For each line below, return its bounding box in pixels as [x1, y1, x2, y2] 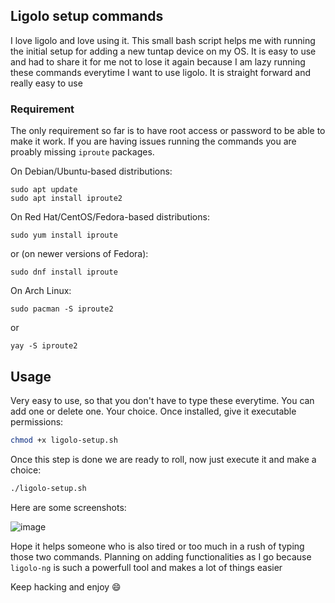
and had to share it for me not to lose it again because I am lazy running [10, 55, 306, 68]
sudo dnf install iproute [10, 267, 118, 278]
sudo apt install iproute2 [10, 194, 123, 204]
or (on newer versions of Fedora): [10, 248, 149, 260]
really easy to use [10, 77, 83, 89]
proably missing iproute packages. [10, 146, 155, 158]
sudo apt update [10, 185, 78, 195]
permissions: [10, 415, 64, 428]
